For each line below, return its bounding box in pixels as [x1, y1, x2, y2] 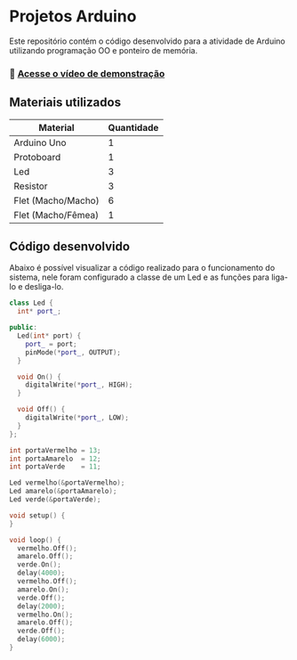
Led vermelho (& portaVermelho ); [9, 478, 125, 487]
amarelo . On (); [17, 585, 69, 594]
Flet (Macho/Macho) [13, 194, 100, 207]
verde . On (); [17, 560, 62, 569]
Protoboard [13, 151, 61, 163]
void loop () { [9, 535, 62, 544]
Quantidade [108, 121, 159, 134]
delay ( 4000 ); [17, 568, 66, 578]
